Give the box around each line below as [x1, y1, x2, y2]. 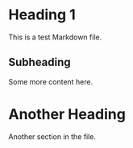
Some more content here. [8, 76, 94, 86]
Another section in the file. [8, 131, 97, 142]
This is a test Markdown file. [8, 32, 102, 42]
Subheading [8, 55, 71, 69]
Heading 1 [8, 6, 77, 24]
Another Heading [8, 105, 127, 123]
